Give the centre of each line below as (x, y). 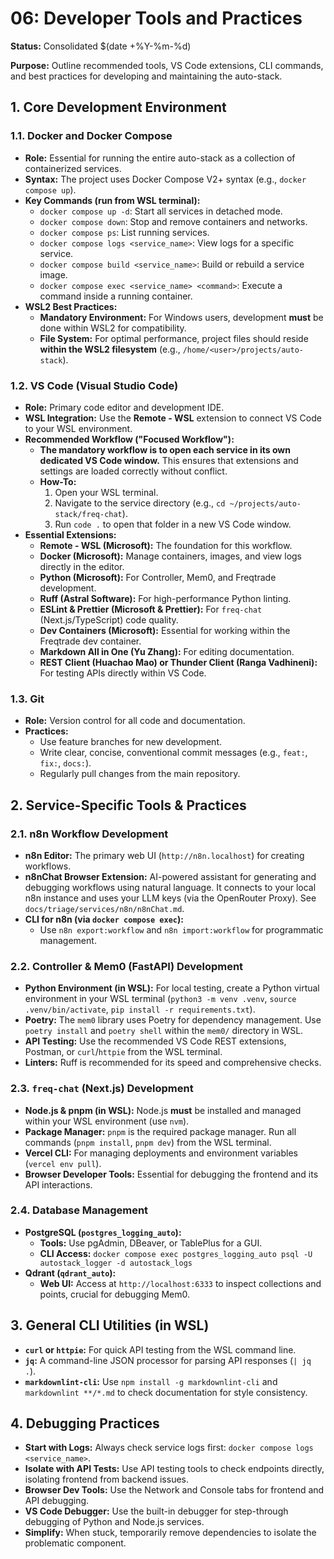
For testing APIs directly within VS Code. (123, 673)
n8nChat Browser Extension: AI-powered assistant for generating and (170, 876)
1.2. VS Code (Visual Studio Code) (94, 385)
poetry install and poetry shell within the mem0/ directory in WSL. (164, 1031)
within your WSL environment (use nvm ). (107, 1121)
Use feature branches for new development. (131, 742)
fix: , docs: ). (65, 763)
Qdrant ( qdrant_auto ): (70, 1273)
